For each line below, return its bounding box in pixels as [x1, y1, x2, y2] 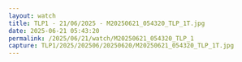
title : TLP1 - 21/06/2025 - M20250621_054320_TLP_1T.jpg [8, 19, 205, 27]
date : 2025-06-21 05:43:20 [8, 27, 100, 35]
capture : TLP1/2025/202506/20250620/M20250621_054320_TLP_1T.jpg [8, 42, 234, 50]
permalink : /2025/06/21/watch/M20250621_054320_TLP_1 [8, 34, 195, 43]
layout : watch [8, 11, 57, 20]
